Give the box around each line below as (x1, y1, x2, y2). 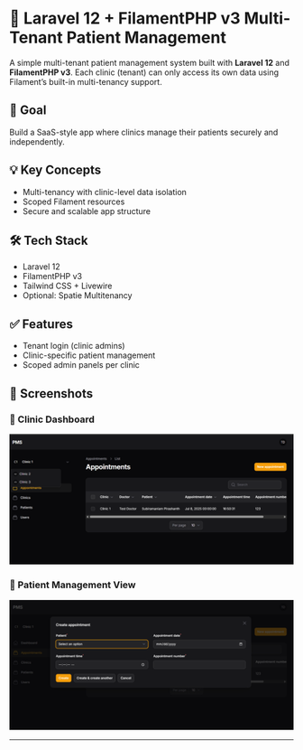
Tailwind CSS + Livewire (22, 280, 113, 292)
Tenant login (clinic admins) (22, 341, 125, 352)
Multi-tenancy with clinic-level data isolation (22, 186, 188, 197)
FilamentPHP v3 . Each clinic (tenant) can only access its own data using (9, 67, 280, 78)
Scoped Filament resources (22, 196, 125, 207)
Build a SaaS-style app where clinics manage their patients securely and (9, 127, 279, 137)
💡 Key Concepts (9, 163, 102, 178)
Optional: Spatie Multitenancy (22, 290, 133, 301)
